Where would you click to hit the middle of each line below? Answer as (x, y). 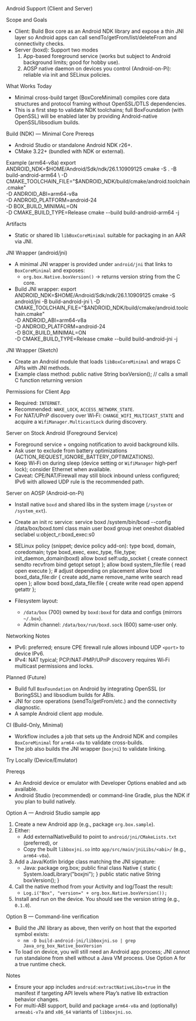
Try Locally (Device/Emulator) (42, 760)
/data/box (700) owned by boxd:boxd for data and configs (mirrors (102, 612)
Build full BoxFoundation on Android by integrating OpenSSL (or (90, 689)
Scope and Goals (27, 20)
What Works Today (29, 86)
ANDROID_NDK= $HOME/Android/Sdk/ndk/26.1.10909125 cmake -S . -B (91, 169)
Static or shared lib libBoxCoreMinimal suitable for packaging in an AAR (100, 235)
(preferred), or (41, 843)
